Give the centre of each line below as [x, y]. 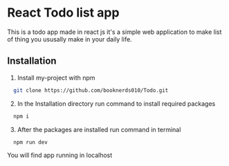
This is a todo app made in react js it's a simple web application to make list [114, 32]
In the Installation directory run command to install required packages [116, 103]
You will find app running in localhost [60, 155]
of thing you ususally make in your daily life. [70, 39]
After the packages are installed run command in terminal [99, 129]
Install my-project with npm [56, 77]
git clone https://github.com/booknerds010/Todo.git [91, 90]
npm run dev [31, 142]
